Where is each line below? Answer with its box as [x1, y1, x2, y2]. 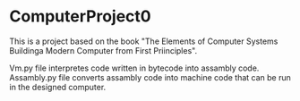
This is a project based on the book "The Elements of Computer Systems [9, 36, 279, 46]
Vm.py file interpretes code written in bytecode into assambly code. [9, 63, 260, 73]
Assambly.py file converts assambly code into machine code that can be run [9, 72, 291, 82]
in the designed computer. [9, 81, 107, 92]
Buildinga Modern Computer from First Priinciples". [9, 45, 198, 55]
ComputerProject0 [9, 6, 151, 27]
